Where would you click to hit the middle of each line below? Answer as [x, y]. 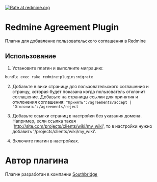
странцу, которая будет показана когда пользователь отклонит [79, 91]
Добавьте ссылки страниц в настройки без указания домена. [77, 115]
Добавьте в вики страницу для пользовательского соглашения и [80, 86]
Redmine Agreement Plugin [62, 27]
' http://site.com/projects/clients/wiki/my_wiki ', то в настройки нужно [82, 126]
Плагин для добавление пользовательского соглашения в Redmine [76, 41]
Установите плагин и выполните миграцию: [58, 68]
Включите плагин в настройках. [46, 141]
